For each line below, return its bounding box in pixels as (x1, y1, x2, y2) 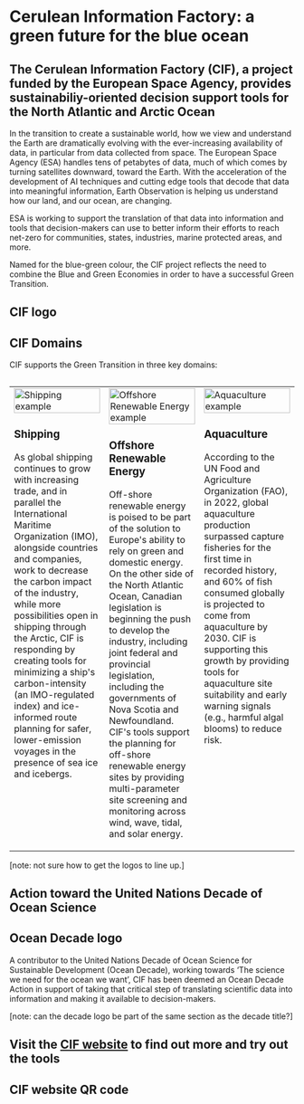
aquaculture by (204, 620, 269, 633)
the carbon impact (14, 575, 92, 587)
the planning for (109, 737, 176, 749)
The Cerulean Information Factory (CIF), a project (9, 62, 293, 77)
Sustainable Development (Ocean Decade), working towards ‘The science (9, 964, 285, 975)
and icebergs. (14, 767, 72, 780)
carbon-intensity (14, 677, 87, 690)
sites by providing (109, 771, 185, 784)
